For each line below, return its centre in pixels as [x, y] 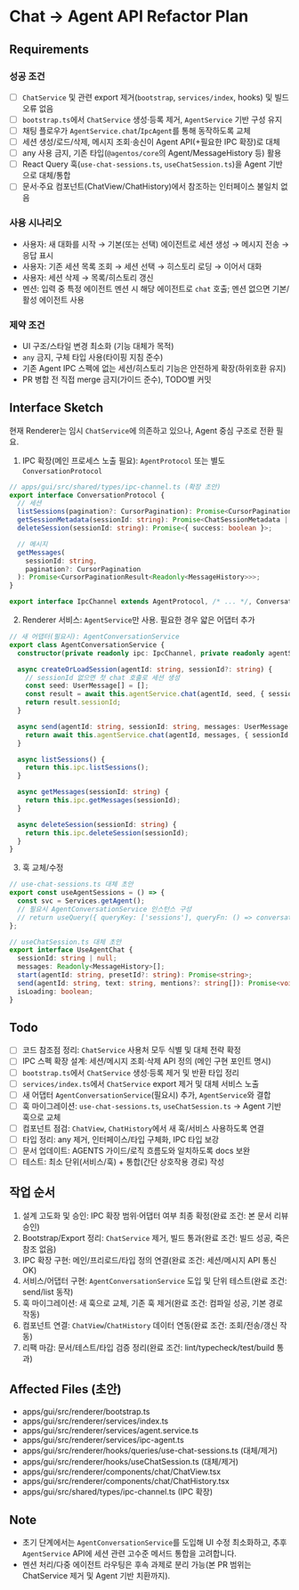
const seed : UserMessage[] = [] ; [87, 686]
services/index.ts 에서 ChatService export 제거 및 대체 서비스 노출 [141, 1083]
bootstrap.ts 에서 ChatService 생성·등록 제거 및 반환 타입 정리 [131, 1072]
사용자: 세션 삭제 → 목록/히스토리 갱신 [88, 277]
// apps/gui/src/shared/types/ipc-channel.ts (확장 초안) [115, 487]
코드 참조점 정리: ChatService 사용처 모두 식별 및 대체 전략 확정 [132, 1050]
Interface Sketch [57, 408]
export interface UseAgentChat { [71, 950]
